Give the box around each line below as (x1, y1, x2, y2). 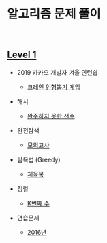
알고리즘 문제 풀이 (7, 6, 101, 22)
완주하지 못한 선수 (27, 112, 75, 120)
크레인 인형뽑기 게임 (27, 83, 80, 91)
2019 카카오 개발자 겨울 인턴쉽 (16, 68, 98, 76)
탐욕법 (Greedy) (16, 155, 61, 164)
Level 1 (7, 49, 37, 61)
